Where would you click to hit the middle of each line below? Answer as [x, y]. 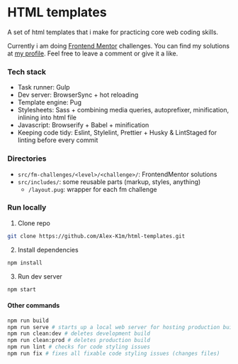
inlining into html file [47, 117]
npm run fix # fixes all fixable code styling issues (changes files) [114, 354]
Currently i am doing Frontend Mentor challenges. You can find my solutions [119, 45]
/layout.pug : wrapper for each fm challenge [92, 189]
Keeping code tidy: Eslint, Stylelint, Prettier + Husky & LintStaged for [117, 133]
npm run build [28, 321]
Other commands [34, 306]
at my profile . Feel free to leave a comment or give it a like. [93, 53]
